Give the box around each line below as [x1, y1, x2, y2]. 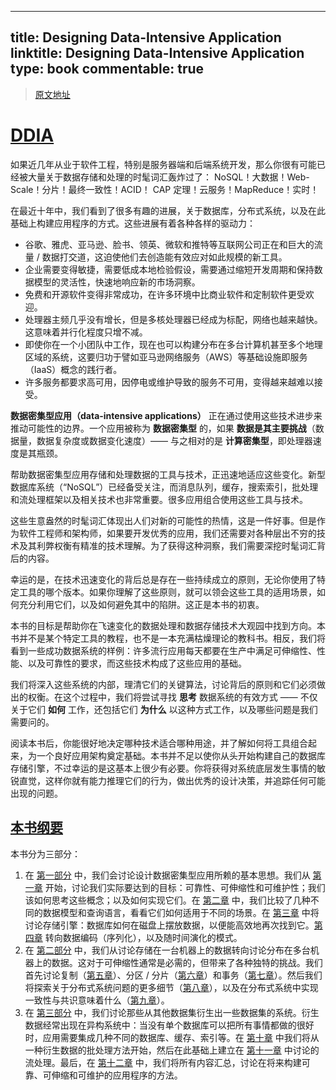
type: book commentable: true [10, 61, 205, 78]
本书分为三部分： [10, 847, 81, 860]
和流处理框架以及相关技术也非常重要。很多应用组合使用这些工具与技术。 [10, 493, 308, 505]
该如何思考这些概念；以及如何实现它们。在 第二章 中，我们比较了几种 [24, 894, 311, 906]
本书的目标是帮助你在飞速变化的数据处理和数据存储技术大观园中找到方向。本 [10, 619, 326, 631]
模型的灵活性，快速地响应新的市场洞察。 [33, 276, 201, 288]
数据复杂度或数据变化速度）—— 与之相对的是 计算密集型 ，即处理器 [36, 434, 313, 446]
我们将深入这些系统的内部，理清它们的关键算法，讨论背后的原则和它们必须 [10, 678, 317, 690]
